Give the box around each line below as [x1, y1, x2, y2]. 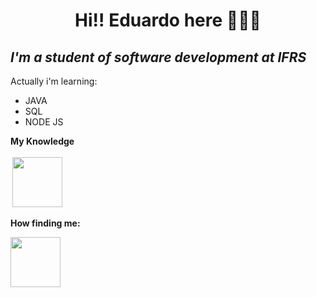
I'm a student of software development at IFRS [10, 49, 307, 66]
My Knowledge [10, 135, 75, 147]
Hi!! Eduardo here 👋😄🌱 [74, 9, 262, 32]
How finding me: [10, 217, 81, 229]
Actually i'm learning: [10, 75, 98, 87]
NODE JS [24, 116, 64, 128]
